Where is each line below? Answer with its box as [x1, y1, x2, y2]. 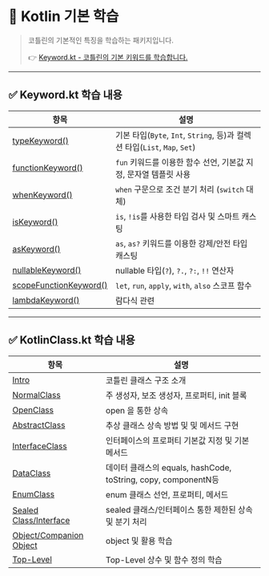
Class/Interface [12, 514, 70, 525]
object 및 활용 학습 [105, 535, 174, 546]
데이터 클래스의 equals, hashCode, [105, 462, 232, 473]
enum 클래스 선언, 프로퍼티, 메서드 [105, 489, 229, 500]
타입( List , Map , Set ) [125, 141, 196, 152]
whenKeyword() [12, 189, 73, 201]
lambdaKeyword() [12, 294, 80, 306]
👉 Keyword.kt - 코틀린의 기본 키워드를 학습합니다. [27, 52, 188, 62]
